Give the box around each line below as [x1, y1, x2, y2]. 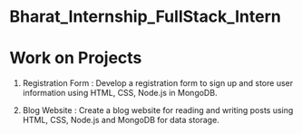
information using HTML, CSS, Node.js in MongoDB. [22, 88, 218, 99]
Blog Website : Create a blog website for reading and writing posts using [22, 105, 294, 116]
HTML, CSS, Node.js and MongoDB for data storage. [22, 115, 219, 126]
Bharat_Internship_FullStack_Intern [9, 6, 281, 27]
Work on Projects [9, 48, 142, 69]
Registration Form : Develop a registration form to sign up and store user [22, 78, 293, 89]
